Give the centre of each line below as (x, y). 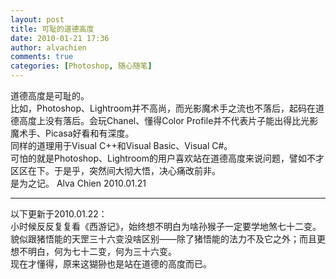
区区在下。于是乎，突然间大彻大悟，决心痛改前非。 (115, 170)
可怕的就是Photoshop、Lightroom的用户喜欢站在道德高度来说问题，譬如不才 (167, 158)
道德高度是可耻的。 (50, 95)
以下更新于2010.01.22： (59, 214)
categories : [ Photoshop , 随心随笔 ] (81, 66)
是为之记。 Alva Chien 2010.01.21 (78, 183)
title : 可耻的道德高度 (52, 29)
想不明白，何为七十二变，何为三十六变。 (93, 251)
